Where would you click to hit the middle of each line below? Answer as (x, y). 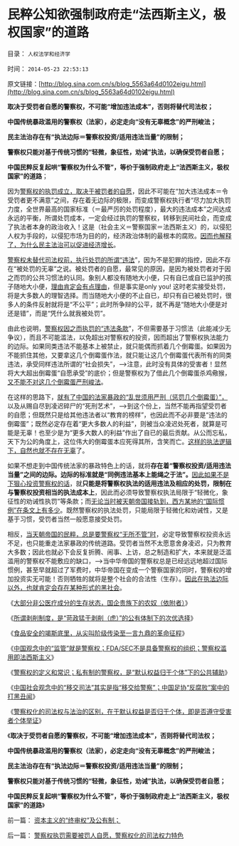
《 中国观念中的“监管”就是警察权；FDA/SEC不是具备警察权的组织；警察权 (114, 648)
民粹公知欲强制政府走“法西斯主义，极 (117, 15)
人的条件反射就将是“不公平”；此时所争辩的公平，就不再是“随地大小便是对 (120, 304)
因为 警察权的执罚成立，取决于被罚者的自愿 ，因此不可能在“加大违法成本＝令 (118, 191)
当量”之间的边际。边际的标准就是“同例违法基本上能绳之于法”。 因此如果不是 (118, 474)
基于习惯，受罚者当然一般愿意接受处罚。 (67, 519)
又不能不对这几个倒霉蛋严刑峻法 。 (57, 381)
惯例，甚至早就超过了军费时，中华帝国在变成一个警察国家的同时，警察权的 (116, 569)
